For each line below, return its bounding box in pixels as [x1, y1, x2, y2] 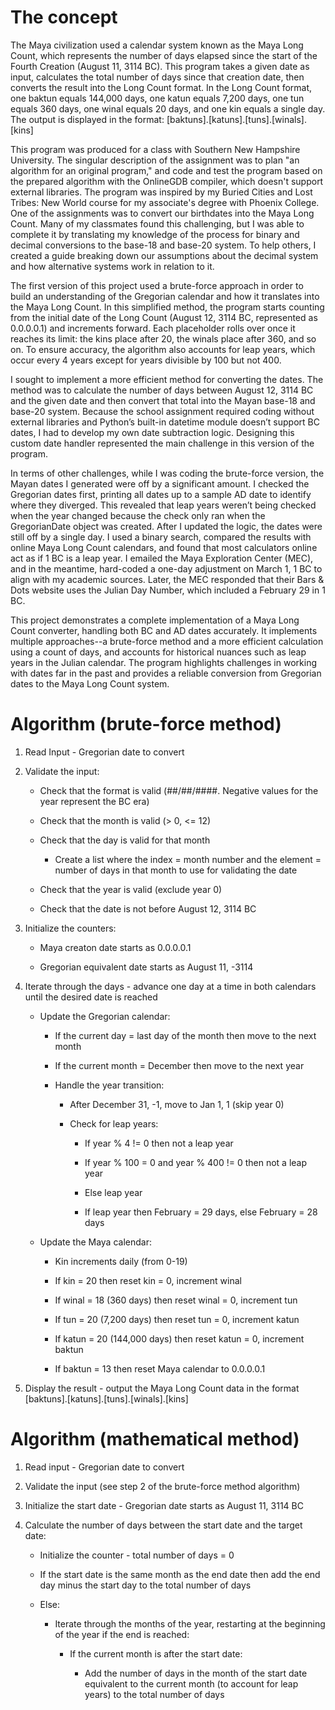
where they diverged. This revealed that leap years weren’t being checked [10, 499, 317, 511]
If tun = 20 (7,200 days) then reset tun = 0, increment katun [54, 1313, 300, 1325]
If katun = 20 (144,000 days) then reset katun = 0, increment [54, 1332, 305, 1345]
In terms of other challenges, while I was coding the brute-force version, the [10, 467, 325, 479]
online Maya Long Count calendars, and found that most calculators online [10, 541, 318, 553]
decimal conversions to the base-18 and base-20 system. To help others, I [10, 239, 317, 251]
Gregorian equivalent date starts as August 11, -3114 [39, 961, 254, 973]
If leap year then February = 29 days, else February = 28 [84, 1206, 318, 1218]
